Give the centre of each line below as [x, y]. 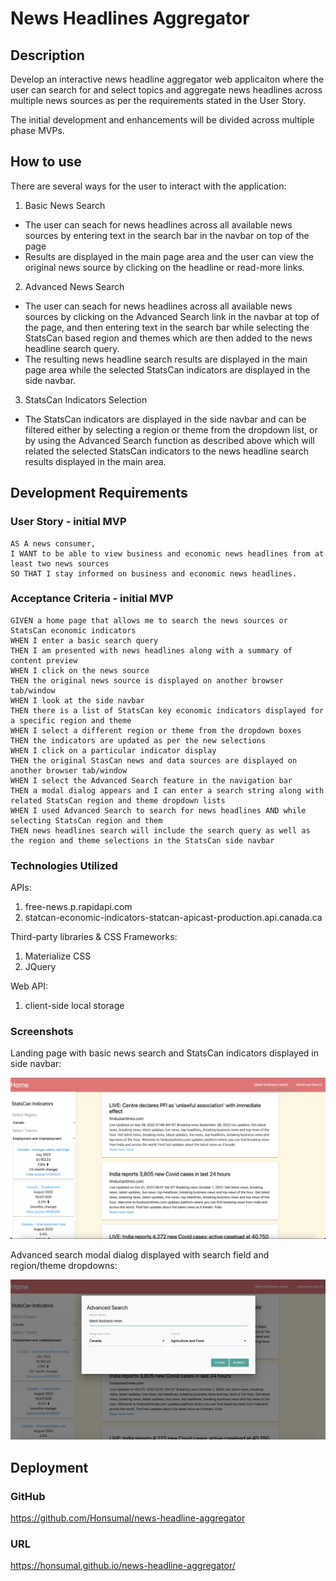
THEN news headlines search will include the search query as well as [160, 830]
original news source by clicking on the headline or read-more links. [164, 267]
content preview [44, 660]
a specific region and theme [71, 720]
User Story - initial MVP [68, 522]
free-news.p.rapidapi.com [78, 907]
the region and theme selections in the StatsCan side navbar [142, 840]
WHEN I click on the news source [80, 670]
